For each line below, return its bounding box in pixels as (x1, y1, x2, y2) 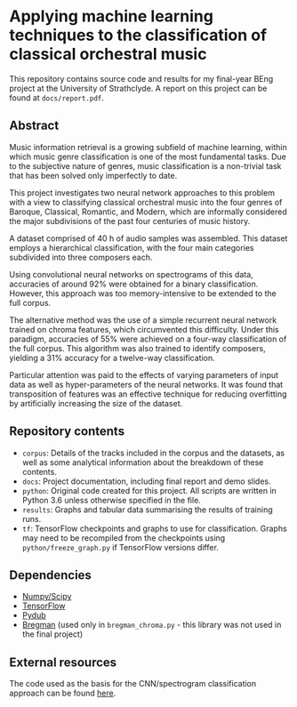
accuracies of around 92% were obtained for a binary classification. (9, 278, 259, 289)
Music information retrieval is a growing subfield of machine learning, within (9, 141, 287, 152)
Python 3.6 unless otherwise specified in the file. (21, 494, 202, 505)
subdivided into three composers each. (9, 252, 153, 262)
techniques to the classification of (9, 25, 268, 45)
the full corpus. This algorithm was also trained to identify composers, (9, 342, 267, 353)
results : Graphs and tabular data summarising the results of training (21, 504, 273, 515)
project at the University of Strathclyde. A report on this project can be (9, 83, 268, 93)
